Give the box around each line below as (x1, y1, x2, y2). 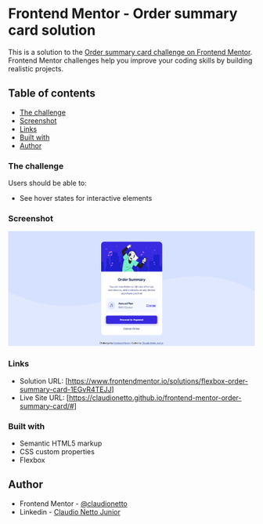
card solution (8, 21, 96, 39)
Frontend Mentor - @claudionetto (19, 499, 128, 508)
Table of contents (8, 87, 95, 100)
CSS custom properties (19, 446, 95, 456)
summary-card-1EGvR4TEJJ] (19, 384, 115, 394)
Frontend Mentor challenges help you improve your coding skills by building (8, 56, 253, 65)
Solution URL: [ (19, 376, 68, 385)
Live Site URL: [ (19, 393, 70, 402)
